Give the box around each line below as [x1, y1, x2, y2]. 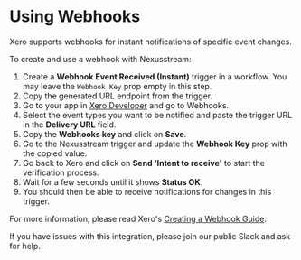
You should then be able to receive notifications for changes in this [22, 186, 272, 197]
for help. [9, 240, 41, 251]
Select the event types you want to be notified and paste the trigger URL [22, 109, 293, 120]
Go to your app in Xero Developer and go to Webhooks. [22, 99, 229, 110]
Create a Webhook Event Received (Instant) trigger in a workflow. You [22, 70, 287, 82]
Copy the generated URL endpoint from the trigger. [22, 90, 213, 101]
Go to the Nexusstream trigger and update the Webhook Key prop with [22, 138, 287, 149]
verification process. [22, 167, 99, 178]
